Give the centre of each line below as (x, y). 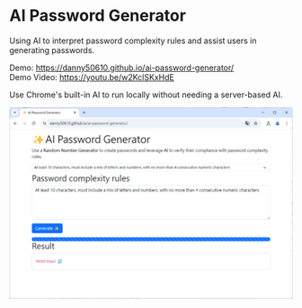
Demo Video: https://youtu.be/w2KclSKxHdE (92, 77)
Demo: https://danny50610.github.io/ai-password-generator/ (122, 68)
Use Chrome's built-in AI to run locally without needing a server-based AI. (146, 95)
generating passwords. (52, 50)
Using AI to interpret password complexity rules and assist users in (133, 41)
